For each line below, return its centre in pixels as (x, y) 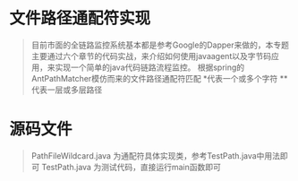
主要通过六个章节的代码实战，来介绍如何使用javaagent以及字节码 (151, 56)
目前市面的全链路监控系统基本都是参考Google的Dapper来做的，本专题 (160, 45)
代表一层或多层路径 (67, 90)
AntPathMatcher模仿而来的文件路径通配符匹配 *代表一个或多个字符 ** (159, 78)
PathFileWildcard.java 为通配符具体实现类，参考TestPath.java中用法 (155, 155)
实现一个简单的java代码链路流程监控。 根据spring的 (150, 67)
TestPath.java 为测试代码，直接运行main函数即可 (131, 167)
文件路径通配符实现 (80, 18)
